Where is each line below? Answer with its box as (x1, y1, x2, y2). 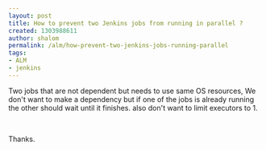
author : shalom (8, 34, 60, 43)
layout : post (8, 11, 52, 20)
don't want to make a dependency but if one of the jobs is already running (8, 94, 255, 104)
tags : (8, 49, 27, 57)
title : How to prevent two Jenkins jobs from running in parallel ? (8, 19, 243, 27)
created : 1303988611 (8, 26, 78, 34)
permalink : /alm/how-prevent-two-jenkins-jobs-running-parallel (8, 42, 229, 50)
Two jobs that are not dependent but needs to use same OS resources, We (8, 86, 256, 95)
